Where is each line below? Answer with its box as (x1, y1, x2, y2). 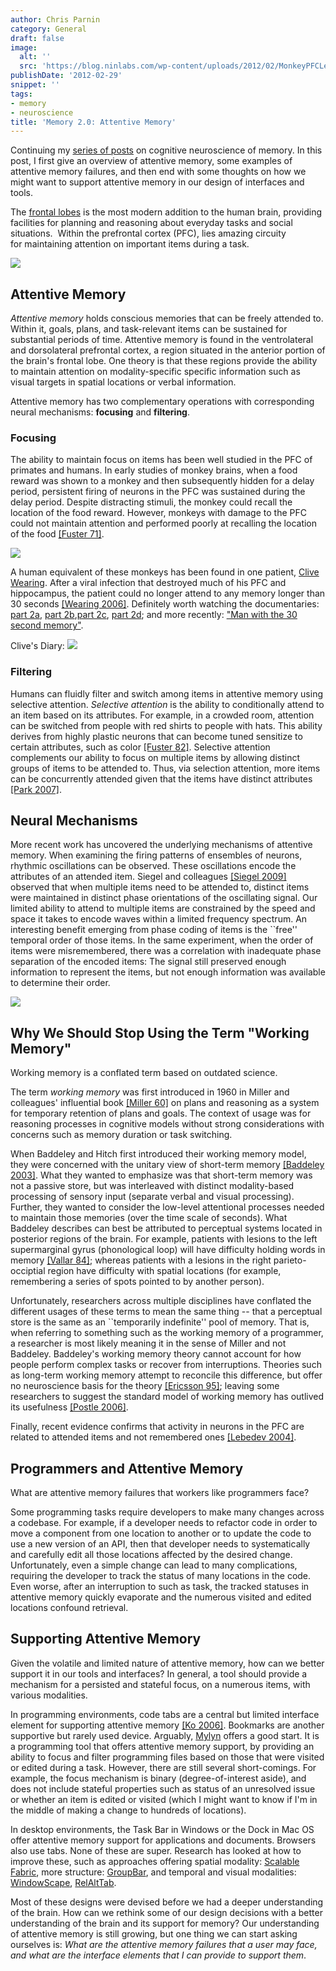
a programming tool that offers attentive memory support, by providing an (10, 1740, 315, 1752)
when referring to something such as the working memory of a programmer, (10, 1327, 324, 1339)
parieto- (273, 1254, 307, 1266)
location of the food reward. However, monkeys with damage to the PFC (10, 507, 307, 519)
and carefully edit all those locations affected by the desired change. (10, 1549, 293, 1561)
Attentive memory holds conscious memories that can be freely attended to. (10, 312, 324, 325)
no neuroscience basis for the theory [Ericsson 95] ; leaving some (10, 1380, 280, 1392)
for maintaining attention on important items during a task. (10, 238, 250, 250)
